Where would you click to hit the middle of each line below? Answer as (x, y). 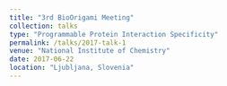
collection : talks (44, 26)
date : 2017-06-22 (42, 59)
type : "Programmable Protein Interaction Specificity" (114, 34)
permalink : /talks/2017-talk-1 (68, 43)
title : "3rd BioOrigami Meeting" (72, 17)
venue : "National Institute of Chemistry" (90, 51)
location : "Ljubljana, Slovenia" (72, 68)
